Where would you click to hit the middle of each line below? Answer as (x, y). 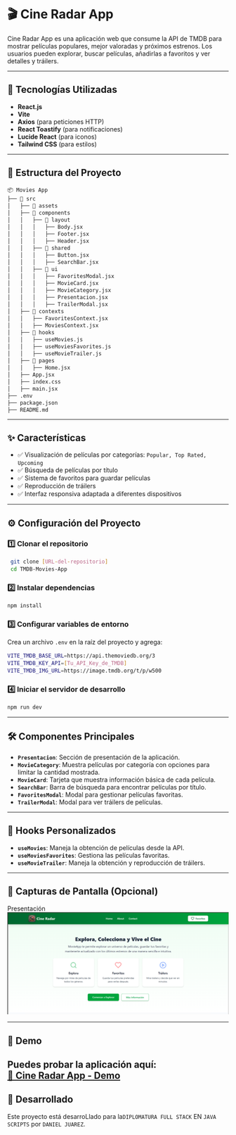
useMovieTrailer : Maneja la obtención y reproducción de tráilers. (111, 863)
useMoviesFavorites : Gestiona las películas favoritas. (93, 855)
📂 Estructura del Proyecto (64, 173)
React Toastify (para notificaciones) (70, 129)
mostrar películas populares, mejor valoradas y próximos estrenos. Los (110, 46)
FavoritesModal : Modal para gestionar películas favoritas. (100, 794)
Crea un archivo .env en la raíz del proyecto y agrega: (85, 642)
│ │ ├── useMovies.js (45, 339)
